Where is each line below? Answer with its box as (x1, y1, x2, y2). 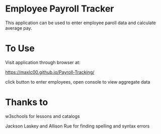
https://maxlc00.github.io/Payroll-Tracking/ (5, 69, 95, 75)
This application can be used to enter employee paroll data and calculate (5, 20, 156, 26)
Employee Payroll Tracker (5, 3, 114, 15)
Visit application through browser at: (5, 59, 80, 65)
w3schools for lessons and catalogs (5, 113, 80, 119)
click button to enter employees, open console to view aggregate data (5, 79, 150, 85)
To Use (5, 43, 35, 54)
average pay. (5, 25, 32, 31)
